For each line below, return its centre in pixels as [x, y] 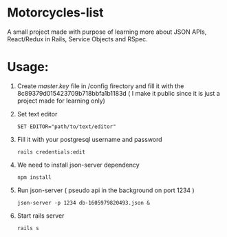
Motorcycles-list [56, 13]
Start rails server [41, 216]
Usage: [28, 67]
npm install [34, 177]
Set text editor [37, 114]
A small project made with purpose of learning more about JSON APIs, [107, 32]
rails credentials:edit [51, 152]
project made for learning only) [61, 101]
